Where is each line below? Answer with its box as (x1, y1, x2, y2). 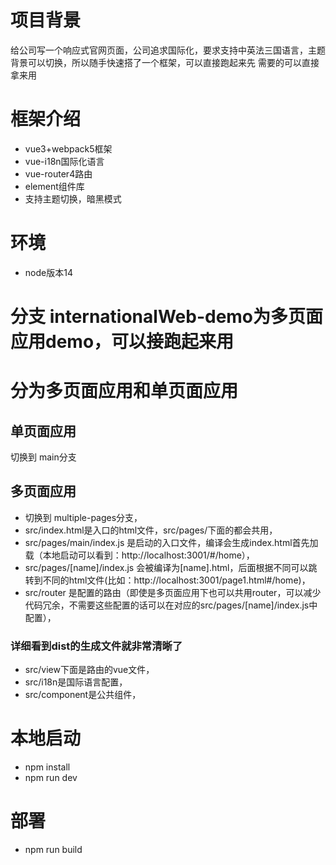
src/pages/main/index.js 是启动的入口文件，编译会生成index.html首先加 (24, 536, 319, 548)
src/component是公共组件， (24, 689, 142, 701)
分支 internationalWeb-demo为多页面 (10, 306, 324, 328)
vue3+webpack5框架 (24, 142, 113, 155)
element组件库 (24, 180, 85, 192)
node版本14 (24, 266, 73, 278)
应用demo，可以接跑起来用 (10, 331, 235, 353)
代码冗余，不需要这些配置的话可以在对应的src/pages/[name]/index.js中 (24, 599, 318, 611)
